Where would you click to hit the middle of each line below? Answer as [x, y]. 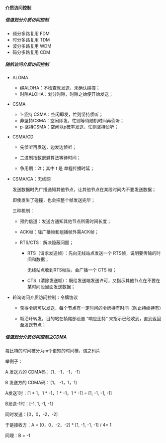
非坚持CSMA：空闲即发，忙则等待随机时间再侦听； [72, 120]
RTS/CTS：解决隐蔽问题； [46, 242]
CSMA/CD [23, 137]
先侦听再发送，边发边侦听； [48, 147]
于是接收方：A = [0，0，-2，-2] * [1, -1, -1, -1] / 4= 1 [58, 425]
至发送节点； [33, 325]
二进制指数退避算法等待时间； [50, 158]
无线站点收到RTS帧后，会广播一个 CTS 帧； [72, 270]
